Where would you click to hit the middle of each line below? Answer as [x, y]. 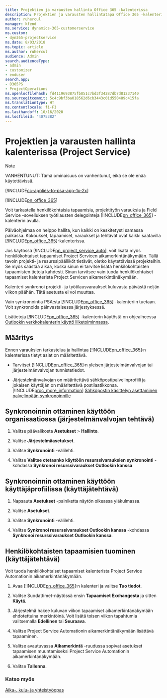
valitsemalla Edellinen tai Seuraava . [49, 621]
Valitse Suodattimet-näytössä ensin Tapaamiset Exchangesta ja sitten [84, 596]
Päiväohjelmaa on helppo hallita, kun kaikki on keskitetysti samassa [74, 230]
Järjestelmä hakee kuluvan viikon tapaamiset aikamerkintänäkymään [83, 611]
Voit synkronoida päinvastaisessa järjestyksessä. [55, 307]
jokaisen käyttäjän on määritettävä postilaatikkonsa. [65, 385]
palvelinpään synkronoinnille [42, 396]
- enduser [15, 75]
